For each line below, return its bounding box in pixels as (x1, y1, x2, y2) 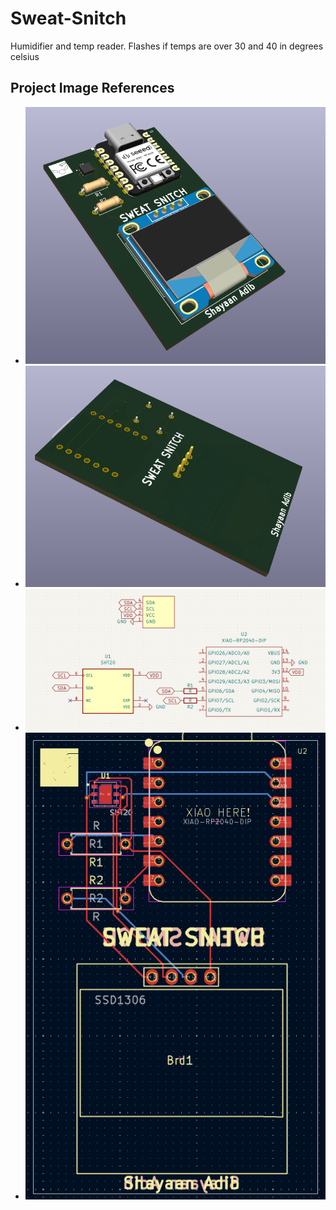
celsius (10, 50, 40, 62)
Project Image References (10, 80, 175, 97)
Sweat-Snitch (10, 7, 127, 30)
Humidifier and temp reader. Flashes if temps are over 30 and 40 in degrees (10, 40, 324, 52)
